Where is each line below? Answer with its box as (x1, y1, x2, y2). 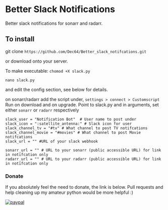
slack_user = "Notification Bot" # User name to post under (5, 117, 137, 122)
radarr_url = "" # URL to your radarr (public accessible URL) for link (5, 156, 161, 162)
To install (5, 35, 35, 43)
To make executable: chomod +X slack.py (5, 68, 90, 74)
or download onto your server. (5, 58, 68, 64)
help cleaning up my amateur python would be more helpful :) (5, 189, 134, 195)
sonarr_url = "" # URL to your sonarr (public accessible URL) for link (5, 147, 161, 152)
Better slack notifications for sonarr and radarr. (5, 20, 103, 26)
